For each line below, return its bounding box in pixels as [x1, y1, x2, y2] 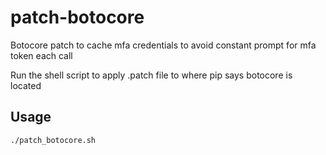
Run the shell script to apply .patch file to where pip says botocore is [10, 69, 293, 81]
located [10, 79, 42, 91]
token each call [10, 49, 73, 61]
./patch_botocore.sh [10, 135, 97, 145]
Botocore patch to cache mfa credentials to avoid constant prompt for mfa [10, 39, 317, 51]
